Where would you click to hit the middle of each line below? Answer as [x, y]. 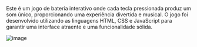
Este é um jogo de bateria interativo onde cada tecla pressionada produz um [98, 8]
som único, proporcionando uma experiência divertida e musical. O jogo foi [97, 15]
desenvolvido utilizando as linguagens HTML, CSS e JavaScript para [89, 21]
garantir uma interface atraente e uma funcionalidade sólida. [79, 27]
